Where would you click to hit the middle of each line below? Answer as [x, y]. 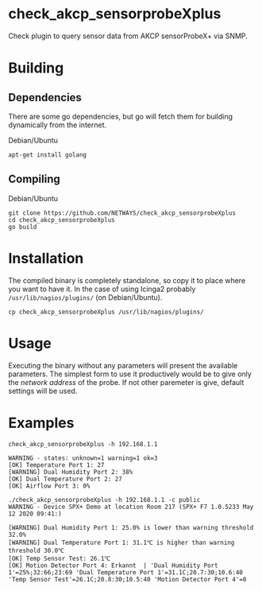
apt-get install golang [48, 155]
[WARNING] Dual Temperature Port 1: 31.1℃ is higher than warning [121, 542]
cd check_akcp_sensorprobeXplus [62, 220]
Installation [46, 258]
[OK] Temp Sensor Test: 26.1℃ [60, 558]
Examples [41, 423]
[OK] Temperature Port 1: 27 [56, 465]
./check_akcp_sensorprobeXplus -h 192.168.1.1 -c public [104, 500]
